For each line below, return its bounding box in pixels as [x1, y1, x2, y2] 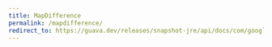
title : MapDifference [8, 11, 82, 20]
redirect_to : [8, 26, 53, 34]
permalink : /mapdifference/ [8, 19, 104, 27]
